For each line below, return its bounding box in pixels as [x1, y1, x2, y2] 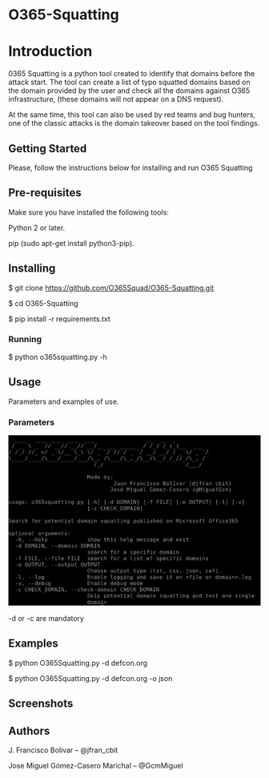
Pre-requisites [8, 186, 82, 200]
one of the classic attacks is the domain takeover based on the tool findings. [8, 119, 260, 128]
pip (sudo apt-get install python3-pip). [8, 238, 134, 248]
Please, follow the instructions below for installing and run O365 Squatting [8, 163, 253, 172]
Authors [8, 724, 50, 738]
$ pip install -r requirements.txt [8, 314, 110, 324]
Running [8, 334, 42, 345]
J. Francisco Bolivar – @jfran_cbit [8, 745, 118, 755]
